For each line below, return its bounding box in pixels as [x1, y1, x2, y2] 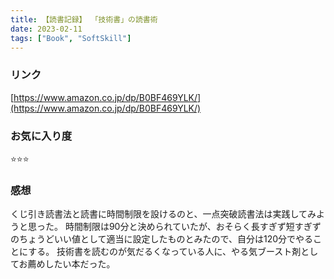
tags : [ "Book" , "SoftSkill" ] [10, 33, 132, 43]
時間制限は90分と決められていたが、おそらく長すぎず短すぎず [64, 221, 322, 233]
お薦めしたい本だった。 [18, 258, 116, 270]
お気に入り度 [10, 129, 73, 143]
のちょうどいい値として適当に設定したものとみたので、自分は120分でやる [10, 233, 314, 245]
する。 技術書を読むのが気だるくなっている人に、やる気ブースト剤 [28, 246, 302, 258]
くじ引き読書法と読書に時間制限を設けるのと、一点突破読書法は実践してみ [10, 208, 317, 220]
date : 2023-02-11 [10, 24, 83, 34]
